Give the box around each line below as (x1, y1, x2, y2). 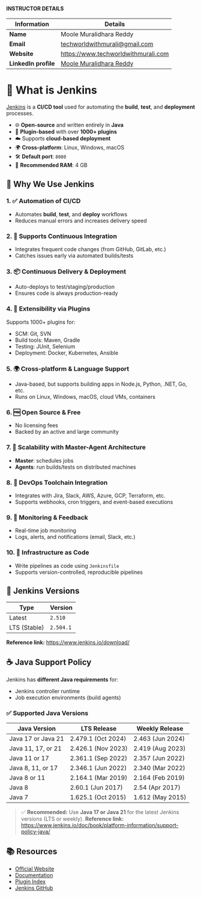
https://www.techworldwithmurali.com (61, 50, 169, 58)
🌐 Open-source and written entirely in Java (14, 121, 124, 129)
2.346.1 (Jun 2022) (70, 764, 127, 772)
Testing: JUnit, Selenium (14, 342, 76, 350)
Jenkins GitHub (14, 884, 53, 892)
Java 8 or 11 (9, 774, 46, 782)
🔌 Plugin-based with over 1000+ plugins (14, 128, 117, 135)
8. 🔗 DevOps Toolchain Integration (6, 478, 108, 487)
